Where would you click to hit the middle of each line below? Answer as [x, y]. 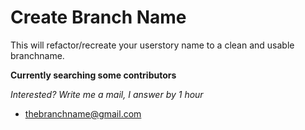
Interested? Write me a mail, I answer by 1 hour [107, 94]
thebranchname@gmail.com [83, 113]
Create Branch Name [98, 17]
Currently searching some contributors [93, 75]
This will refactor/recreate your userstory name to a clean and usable [152, 45]
